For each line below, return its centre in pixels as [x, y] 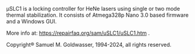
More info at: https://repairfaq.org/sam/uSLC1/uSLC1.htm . [78, 33]
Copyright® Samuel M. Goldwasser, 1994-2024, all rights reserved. [89, 45]
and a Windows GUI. [31, 21]
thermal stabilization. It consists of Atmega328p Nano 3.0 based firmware [97, 15]
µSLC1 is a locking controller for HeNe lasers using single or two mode [93, 9]
